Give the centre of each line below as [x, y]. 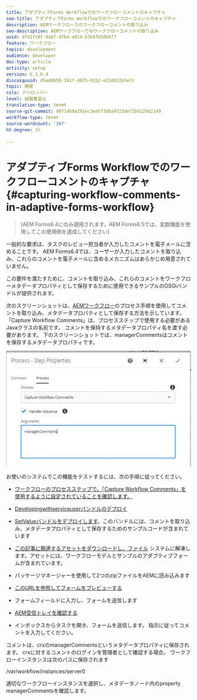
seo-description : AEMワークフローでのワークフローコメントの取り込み [82, 31]
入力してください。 [53, 633]
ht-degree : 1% [23, 130]
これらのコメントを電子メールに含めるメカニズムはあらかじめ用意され [101, 259]
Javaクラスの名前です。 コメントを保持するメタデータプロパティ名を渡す [94, 327]
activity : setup [26, 68]
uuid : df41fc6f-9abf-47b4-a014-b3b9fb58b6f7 [61, 37]
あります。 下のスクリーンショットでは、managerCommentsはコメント [102, 335]
